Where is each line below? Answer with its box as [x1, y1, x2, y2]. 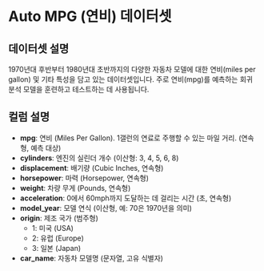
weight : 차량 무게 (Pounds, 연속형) [19, 183, 131, 192]
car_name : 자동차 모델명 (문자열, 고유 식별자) [19, 253, 164, 263]
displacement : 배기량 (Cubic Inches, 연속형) [19, 163, 164, 172]
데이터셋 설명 [8, 42, 70, 55]
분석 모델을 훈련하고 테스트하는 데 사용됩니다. [8, 85, 150, 94]
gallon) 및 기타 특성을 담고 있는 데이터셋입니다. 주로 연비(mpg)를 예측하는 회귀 [8, 75, 254, 84]
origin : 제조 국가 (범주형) [19, 213, 98, 223]
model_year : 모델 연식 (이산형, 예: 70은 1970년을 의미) [19, 203, 192, 212]
